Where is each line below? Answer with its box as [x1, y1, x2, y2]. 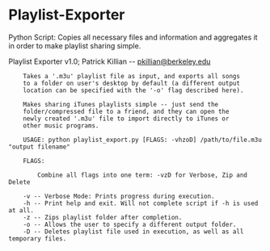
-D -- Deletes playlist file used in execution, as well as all [23, 228, 244, 236]
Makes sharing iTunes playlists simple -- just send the [23, 100, 219, 108]
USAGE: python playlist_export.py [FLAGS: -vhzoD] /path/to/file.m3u [23, 136, 263, 144]
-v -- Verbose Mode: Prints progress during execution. [23, 192, 216, 200]
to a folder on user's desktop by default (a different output [23, 79, 241, 87]
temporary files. [8, 234, 67, 243]
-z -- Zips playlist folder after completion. [23, 213, 183, 221]
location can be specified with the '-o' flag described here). [23, 86, 244, 94]
